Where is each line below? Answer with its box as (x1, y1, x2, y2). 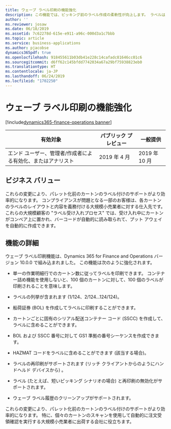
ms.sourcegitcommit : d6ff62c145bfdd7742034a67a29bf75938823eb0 (5, 60, 142, 65)
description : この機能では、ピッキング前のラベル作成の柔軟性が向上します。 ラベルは (5, 12, 165, 17)
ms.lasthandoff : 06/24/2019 (5, 74, 65, 79)
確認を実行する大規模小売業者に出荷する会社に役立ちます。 (9, 418, 134, 425)
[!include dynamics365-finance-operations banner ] (5, 119, 112, 125)
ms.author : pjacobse (5, 45, 49, 50)
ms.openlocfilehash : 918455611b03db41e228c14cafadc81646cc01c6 (5, 54, 142, 60)
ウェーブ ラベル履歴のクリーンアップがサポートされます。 (12, 395, 134, 401)
